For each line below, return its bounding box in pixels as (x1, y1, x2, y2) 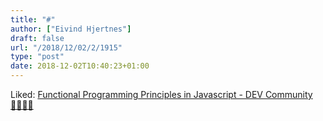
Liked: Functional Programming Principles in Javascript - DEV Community (10, 89, 313, 100)
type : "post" (10, 52, 65, 62)
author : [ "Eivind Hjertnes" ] (10, 24, 132, 34)
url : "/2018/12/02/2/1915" (10, 42, 123, 53)
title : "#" (10, 14, 56, 25)
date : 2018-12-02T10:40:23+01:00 (10, 61, 150, 71)
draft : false (10, 33, 65, 43)
